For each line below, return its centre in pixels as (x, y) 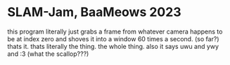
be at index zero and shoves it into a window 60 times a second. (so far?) (113, 38)
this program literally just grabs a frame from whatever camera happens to (115, 31)
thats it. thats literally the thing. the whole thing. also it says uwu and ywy (113, 46)
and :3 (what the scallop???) (48, 54)
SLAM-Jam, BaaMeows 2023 (94, 12)
